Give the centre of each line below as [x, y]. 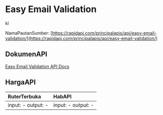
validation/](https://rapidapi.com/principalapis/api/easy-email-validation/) [81, 38]
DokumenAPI [26, 54]
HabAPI [62, 96]
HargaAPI [21, 82]
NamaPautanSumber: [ [29, 33]
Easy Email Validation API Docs [37, 66]
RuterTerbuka [24, 96]
